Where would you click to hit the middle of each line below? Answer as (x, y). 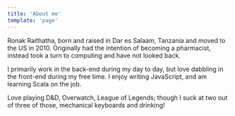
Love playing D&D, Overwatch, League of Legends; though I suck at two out (117, 97)
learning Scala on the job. (44, 84)
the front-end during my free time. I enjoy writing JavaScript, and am (107, 76)
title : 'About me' (34, 14)
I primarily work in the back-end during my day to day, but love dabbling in (115, 69)
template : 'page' (33, 20)
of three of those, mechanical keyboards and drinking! (86, 105)
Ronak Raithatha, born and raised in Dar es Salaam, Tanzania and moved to (116, 40)
